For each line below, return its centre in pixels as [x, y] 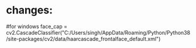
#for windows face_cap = [37, 26]
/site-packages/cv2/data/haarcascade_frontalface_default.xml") [83, 39]
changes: [29, 10]
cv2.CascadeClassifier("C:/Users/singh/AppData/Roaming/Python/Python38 [98, 32]
